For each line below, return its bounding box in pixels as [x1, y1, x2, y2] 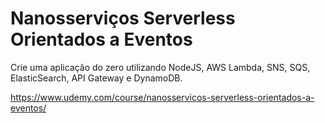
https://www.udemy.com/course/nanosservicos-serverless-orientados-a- [10, 91, 315, 103]
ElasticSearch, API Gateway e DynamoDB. [10, 72, 183, 84]
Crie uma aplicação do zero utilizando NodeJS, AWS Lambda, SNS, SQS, [10, 61, 311, 73]
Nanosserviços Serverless [10, 7, 236, 30]
